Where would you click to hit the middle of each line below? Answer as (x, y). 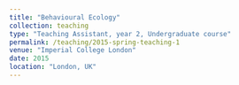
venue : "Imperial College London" (73, 50)
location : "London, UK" (53, 67)
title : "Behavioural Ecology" (65, 17)
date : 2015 (29, 58)
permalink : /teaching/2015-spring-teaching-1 (94, 42)
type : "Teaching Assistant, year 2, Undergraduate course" (120, 34)
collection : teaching (49, 26)
